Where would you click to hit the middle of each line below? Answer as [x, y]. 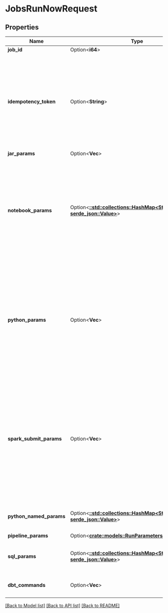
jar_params [21, 153]
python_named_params [37, 516]
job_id [15, 50]
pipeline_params [28, 536]
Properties [22, 27]
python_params [27, 320]
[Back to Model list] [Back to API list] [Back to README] [62, 605]
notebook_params [30, 210]
